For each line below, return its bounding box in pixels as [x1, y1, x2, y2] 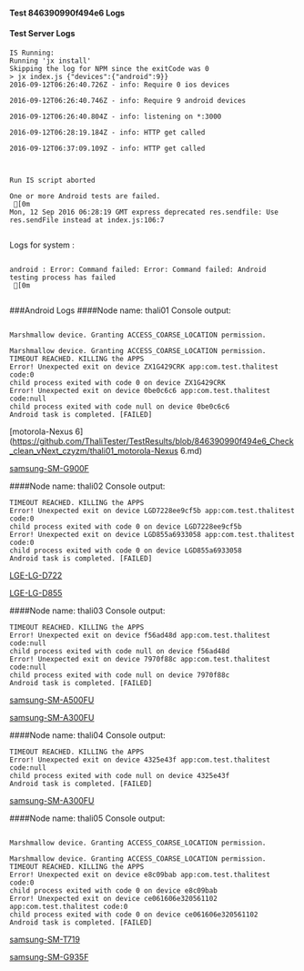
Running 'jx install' [9, 56, 92, 66]
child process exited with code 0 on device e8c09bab [9, 885, 218, 895]
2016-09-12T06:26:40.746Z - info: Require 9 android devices [9, 96, 247, 105]
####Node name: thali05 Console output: [9, 813, 166, 824]
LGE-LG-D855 [9, 587, 63, 598]
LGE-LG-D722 [9, 570, 63, 581]
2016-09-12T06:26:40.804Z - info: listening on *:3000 [9, 112, 222, 121]
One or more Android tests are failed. [9, 191, 161, 200]
